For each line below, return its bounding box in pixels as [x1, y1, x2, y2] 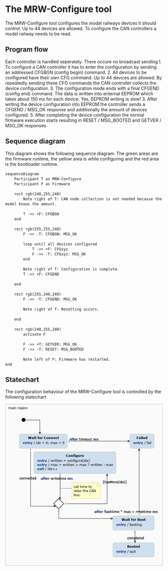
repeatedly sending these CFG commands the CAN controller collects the [5, 80, 156, 86]
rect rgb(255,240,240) [14, 292, 61, 297]
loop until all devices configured [23, 242, 97, 247]
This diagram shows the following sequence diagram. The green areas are [5, 150, 158, 156]
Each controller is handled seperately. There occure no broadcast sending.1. [5, 59, 162, 65]
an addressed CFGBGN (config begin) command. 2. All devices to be [5, 69, 147, 75]
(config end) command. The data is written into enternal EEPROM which [5, 90, 153, 96]
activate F [23, 332, 46, 337]
